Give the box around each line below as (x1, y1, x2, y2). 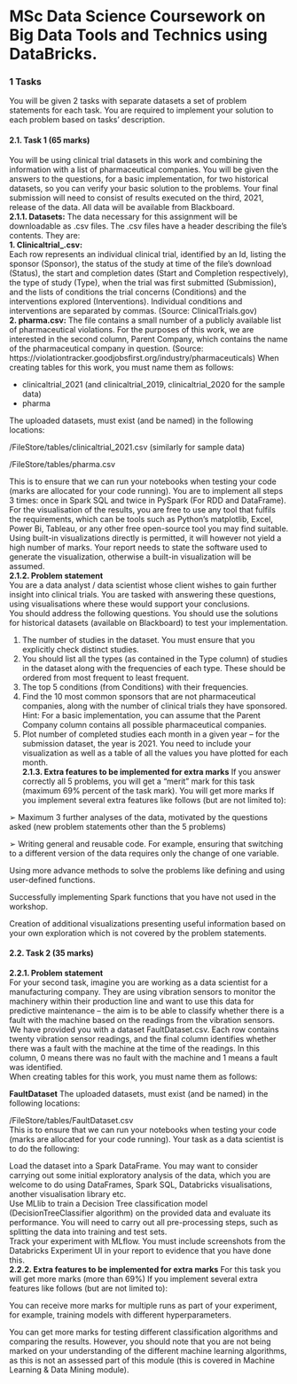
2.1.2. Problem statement (9, 570, 104, 581)
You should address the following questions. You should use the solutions (9, 607, 278, 618)
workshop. (9, 901, 49, 911)
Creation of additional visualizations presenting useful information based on (9, 918, 286, 928)
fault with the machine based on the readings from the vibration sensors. (9, 1014, 276, 1025)
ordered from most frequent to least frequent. (21, 672, 189, 683)
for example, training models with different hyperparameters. (9, 1310, 232, 1320)
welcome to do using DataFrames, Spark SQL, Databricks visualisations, (9, 1179, 273, 1190)
